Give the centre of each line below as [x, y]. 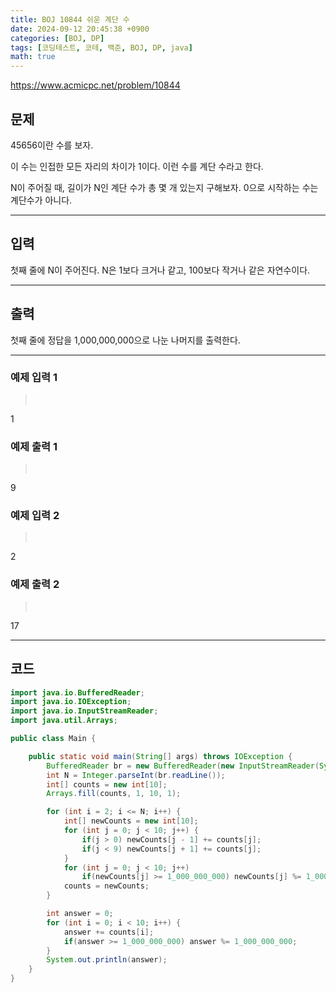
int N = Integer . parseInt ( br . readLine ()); [136, 775]
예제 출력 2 [35, 584]
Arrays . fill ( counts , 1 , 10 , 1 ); [114, 794]
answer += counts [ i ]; [109, 932]
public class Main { [53, 739]
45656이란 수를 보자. [52, 145]
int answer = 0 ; [80, 914]
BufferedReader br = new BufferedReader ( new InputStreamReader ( [183, 766]
